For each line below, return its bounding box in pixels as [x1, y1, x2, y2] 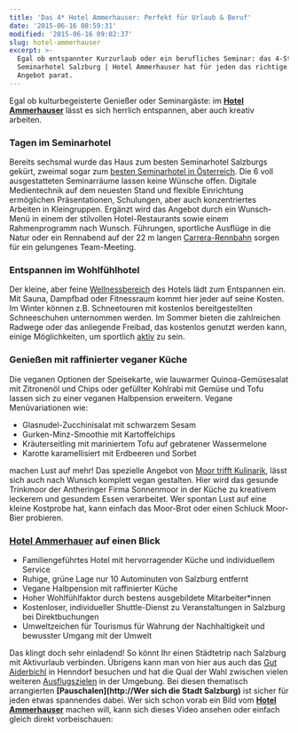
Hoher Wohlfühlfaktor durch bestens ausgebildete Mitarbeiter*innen [21, 592, 271, 603]
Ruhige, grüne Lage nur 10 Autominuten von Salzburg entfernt [21, 573, 248, 584]
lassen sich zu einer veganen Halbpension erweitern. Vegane [9, 392, 233, 403]
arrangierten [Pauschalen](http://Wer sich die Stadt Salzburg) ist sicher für [9, 685, 289, 696]
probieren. [25, 512, 64, 523]
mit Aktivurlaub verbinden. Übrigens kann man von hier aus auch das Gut [9, 656, 278, 667]
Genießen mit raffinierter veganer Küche [9, 353, 188, 366]
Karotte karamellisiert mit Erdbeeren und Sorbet [21, 447, 197, 458]
